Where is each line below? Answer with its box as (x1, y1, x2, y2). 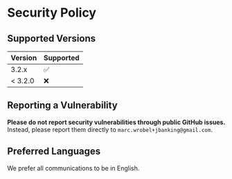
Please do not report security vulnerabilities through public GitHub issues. (7, 118, 226, 126)
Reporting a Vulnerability (7, 99, 118, 112)
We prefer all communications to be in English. (7, 164, 140, 172)
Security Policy (7, 5, 97, 21)
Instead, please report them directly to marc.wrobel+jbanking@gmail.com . (7, 125, 213, 133)
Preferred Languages (7, 146, 101, 157)
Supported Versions (7, 33, 96, 44)
